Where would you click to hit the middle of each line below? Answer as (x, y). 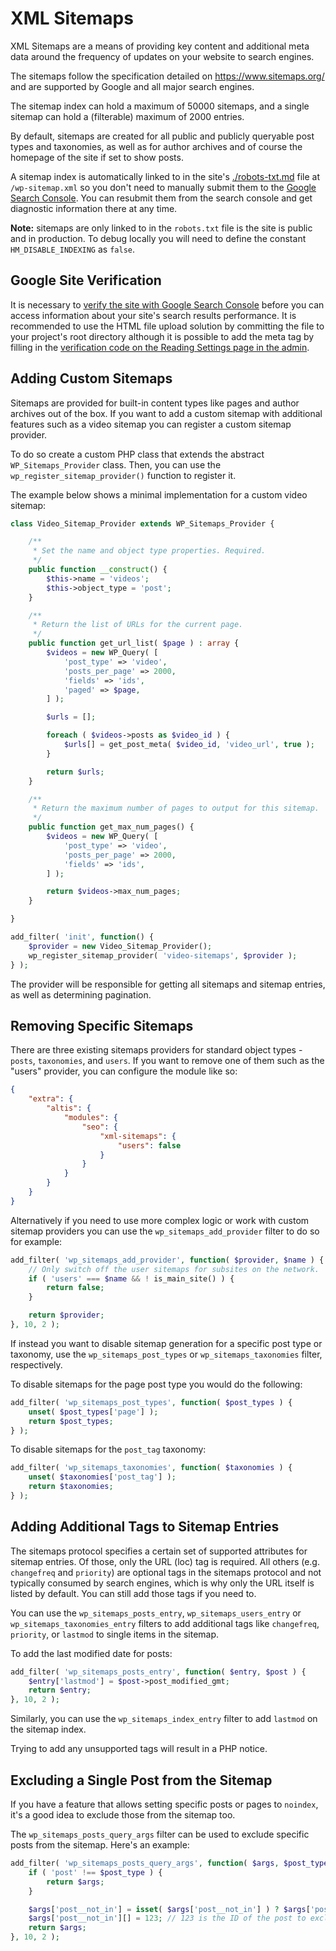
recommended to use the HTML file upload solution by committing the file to (167, 326)
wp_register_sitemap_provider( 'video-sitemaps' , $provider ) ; (163, 955)
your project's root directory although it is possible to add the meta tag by (162, 336)
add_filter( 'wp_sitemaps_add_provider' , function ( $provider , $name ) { (167, 1260)
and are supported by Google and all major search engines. (132, 86)
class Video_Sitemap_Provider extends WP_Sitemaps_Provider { (142, 523)
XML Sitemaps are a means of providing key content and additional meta (160, 46)
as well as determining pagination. (81, 994)
